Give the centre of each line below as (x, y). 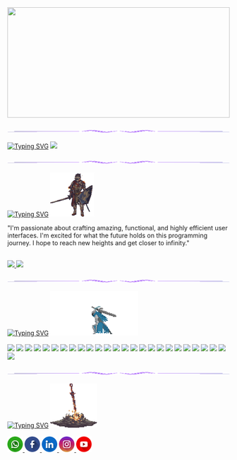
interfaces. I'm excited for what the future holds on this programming (108, 235)
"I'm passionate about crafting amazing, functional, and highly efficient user (117, 228)
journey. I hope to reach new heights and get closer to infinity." (98, 243)
